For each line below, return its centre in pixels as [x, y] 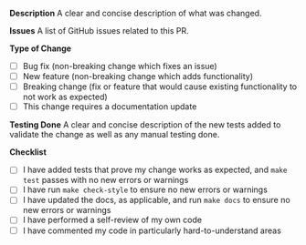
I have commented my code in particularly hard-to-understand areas [152, 230]
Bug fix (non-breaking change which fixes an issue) [120, 66]
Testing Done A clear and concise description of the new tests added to [145, 125]
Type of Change [40, 48]
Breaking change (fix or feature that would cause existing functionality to [160, 87]
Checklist [28, 152]
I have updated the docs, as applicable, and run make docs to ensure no [156, 200]
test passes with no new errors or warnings [106, 180]
